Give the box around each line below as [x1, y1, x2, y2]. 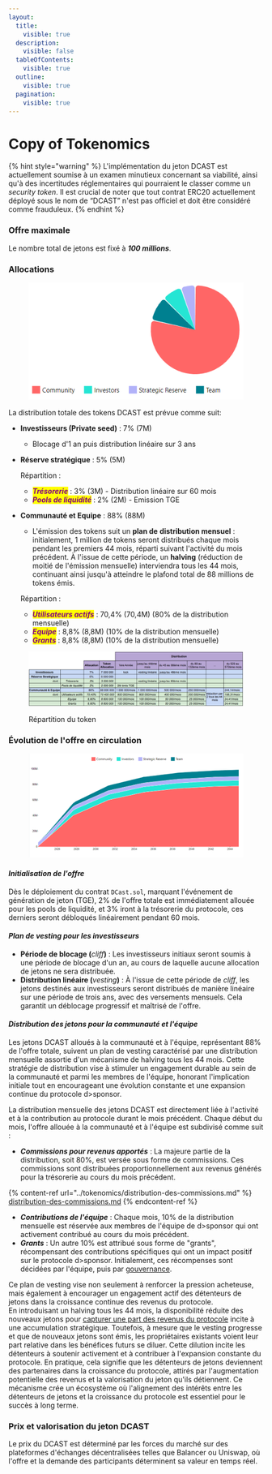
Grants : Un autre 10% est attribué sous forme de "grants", [19, 1238, 217, 1248]
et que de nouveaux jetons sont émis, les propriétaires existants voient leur [8, 1331, 259, 1342]
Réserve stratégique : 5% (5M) [19, 455, 125, 465]
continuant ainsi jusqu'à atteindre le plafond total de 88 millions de [32, 569, 254, 579]
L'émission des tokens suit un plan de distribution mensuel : [32, 526, 236, 536]
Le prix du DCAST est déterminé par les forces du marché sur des [8, 1439, 228, 1449]
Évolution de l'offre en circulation [8, 735, 142, 746]
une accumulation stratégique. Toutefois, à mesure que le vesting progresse [8, 1323, 263, 1333]
